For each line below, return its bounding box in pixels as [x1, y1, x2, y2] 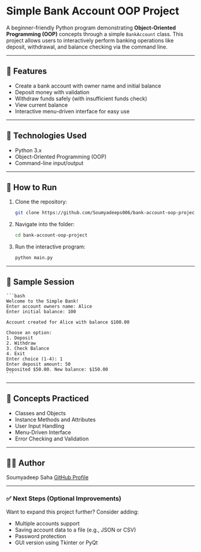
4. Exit [6, 350, 26, 356]
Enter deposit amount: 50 [6, 361, 71, 367]
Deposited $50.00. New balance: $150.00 [6, 366, 109, 373]
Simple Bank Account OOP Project [6, 4, 179, 18]
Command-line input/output [14, 159, 84, 166]
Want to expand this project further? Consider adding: [6, 508, 139, 515]
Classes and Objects [14, 409, 66, 416]
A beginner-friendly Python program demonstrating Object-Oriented [6, 24, 176, 31]
